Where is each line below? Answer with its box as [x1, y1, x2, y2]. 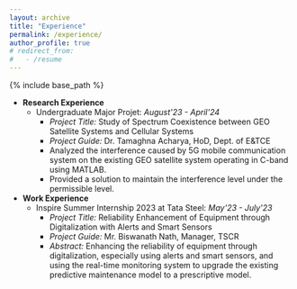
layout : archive [9, 13, 70, 23]
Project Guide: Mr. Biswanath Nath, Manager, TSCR [49, 231, 239, 241]
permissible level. [49, 184, 114, 194]
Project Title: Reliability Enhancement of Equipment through [49, 212, 271, 222]
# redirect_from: [9, 47, 75, 56]
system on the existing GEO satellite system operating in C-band [49, 155, 289, 165]
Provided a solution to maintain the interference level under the [49, 174, 283, 185]
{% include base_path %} [9, 80, 104, 90]
